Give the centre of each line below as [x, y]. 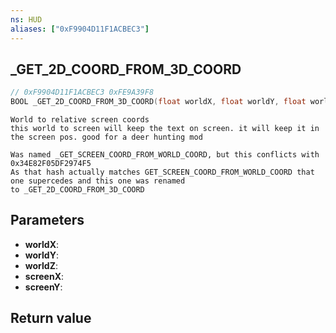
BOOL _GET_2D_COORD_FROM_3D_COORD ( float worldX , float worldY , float [158, 102]
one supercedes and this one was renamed [98, 181]
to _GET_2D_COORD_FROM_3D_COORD [77, 190]
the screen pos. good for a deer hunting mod [106, 137]
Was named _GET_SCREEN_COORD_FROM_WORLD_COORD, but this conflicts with [165, 155]
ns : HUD [26, 19]
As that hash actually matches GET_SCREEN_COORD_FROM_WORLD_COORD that [162, 172]
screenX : [44, 276]
